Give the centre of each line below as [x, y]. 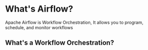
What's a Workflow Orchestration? [60, 43]
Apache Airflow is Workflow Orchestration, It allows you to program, [74, 22]
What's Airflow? [39, 9]
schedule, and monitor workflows [39, 27]
